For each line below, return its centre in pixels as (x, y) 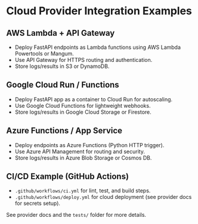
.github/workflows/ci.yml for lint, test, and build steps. (83, 191)
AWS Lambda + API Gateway (61, 33)
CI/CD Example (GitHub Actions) (68, 177)
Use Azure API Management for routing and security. (80, 151)
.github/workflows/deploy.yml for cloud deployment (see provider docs (103, 197)
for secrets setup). (38, 203)
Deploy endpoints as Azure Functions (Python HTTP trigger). (89, 145)
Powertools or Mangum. (44, 54)
